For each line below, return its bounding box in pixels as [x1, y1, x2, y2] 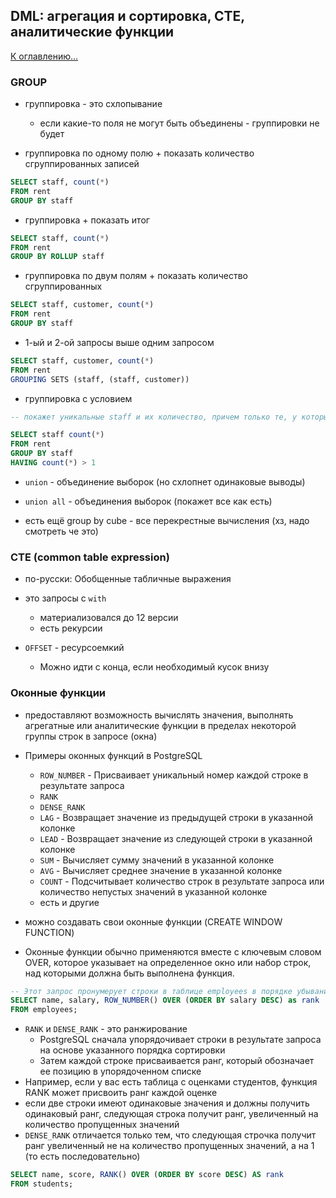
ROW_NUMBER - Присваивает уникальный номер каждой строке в [39, 769, 309, 781]
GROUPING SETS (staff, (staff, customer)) [10, 374, 190, 384]
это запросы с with [24, 592, 107, 604]
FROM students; [10, 1179, 74, 1189]
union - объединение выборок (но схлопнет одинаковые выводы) [24, 475, 306, 488]
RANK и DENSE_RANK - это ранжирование [24, 1023, 188, 1035]
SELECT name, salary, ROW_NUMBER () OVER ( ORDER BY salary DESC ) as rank [10, 995, 320, 1006]
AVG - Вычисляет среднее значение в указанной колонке [39, 864, 283, 876]
